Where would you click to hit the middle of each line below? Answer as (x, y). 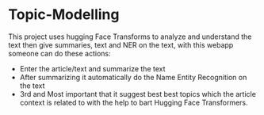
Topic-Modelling (64, 15)
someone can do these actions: (59, 53)
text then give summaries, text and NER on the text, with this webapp (121, 44)
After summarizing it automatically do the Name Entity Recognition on (133, 77)
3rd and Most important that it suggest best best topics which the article (138, 94)
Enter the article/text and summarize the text (92, 68)
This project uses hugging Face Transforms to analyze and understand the (130, 36)
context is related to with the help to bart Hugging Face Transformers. (134, 102)
